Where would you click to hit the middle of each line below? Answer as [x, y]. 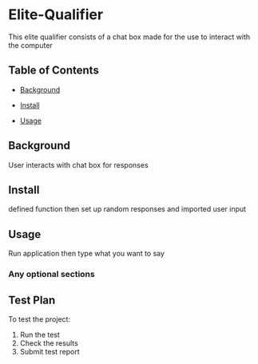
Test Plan [32, 300]
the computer [31, 45]
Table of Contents [54, 71]
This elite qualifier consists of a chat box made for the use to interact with [129, 37]
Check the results [49, 343]
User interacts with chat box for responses [79, 164]
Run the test [40, 334]
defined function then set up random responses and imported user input [127, 209]
